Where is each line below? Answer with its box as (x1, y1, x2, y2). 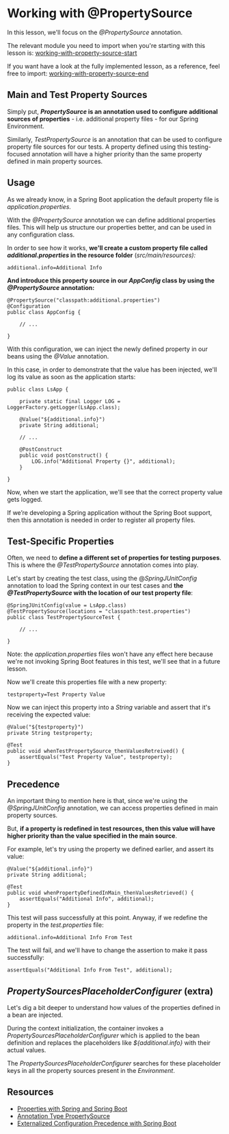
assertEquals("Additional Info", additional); (19, 895, 154, 903)
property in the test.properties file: (7, 921, 104, 929)
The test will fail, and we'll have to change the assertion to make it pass (7, 946, 208, 954)
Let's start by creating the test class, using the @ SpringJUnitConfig (7, 575, 197, 583)
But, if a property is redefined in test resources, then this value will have (7, 825, 215, 833)
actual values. (7, 1046, 46, 1054)
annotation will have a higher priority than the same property (31, 149, 202, 158)
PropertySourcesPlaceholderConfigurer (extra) (7, 985, 214, 997)
